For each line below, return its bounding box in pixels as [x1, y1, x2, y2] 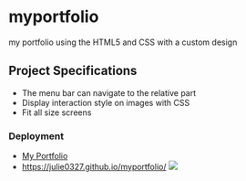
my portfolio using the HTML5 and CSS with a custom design [8, 37, 238, 48]
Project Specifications [8, 63, 138, 79]
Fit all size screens [21, 107, 92, 118]
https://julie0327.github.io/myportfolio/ [21, 162, 167, 173]
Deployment [8, 130, 65, 143]
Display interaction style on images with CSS [21, 97, 190, 108]
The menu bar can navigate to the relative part [21, 87, 197, 98]
